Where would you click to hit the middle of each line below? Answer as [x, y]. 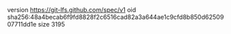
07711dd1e [22, 24]
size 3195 [51, 24]
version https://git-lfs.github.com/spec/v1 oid [72, 10]
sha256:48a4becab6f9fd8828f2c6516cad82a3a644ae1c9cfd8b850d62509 [115, 17]
